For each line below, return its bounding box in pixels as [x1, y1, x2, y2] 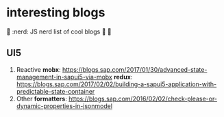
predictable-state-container [16, 87, 95, 95]
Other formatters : [16, 94, 68, 103]
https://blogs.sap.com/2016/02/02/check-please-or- [69, 94, 217, 103]
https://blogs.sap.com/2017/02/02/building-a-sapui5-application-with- [16, 80, 217, 88]
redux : [113, 73, 133, 81]
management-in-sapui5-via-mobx [16, 73, 112, 81]
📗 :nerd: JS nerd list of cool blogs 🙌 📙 [6, 27, 112, 36]
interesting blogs [6, 5, 105, 21]
